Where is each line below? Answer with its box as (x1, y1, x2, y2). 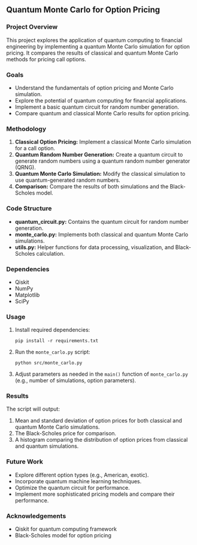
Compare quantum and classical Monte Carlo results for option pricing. (14, 109, 190, 116)
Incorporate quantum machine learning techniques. (14, 477, 142, 485)
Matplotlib (14, 291, 40, 298)
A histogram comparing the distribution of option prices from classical (14, 436, 188, 444)
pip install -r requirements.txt (14, 338, 99, 344)
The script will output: (6, 405, 60, 413)
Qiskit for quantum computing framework (14, 525, 117, 533)
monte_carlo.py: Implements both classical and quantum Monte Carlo (14, 230, 189, 238)
